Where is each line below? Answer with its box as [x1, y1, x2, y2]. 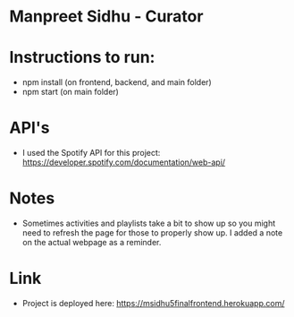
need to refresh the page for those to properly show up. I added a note [21, 227, 283, 238]
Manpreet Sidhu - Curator [9, 6, 204, 27]
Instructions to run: [9, 47, 155, 68]
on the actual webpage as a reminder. [21, 237, 162, 247]
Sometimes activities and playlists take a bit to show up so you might [21, 218, 276, 228]
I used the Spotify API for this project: [21, 148, 161, 158]
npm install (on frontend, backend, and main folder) [21, 77, 212, 88]
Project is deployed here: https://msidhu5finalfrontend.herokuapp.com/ [21, 297, 285, 308]
